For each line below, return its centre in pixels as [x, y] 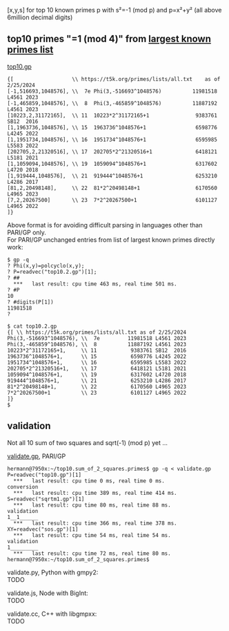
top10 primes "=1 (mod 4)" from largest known [109, 39]
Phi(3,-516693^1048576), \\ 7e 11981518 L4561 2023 [97, 338]
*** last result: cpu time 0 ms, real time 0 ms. [89, 481]
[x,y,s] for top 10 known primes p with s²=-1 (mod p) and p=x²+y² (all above [114, 10]
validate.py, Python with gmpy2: [53, 572]
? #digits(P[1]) [30, 302]
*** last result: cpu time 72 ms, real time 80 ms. [92, 553]
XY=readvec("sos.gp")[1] [43, 529]
